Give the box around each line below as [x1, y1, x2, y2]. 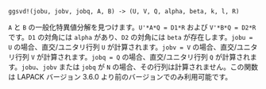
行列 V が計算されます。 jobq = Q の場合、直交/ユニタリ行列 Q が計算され [14, 52, 250, 61]
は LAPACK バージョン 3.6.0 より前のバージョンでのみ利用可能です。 [8, 72, 233, 81]
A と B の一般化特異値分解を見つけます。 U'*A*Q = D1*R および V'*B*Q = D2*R [8, 22, 256, 32]
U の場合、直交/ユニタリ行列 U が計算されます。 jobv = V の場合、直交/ [8, 42, 237, 52]
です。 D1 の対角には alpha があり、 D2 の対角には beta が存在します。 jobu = [8, 33, 253, 41]
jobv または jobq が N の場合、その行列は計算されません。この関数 [42, 62, 258, 72]
